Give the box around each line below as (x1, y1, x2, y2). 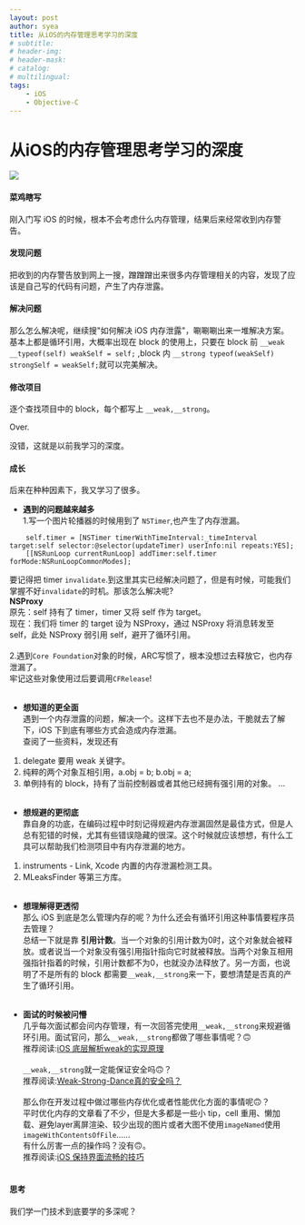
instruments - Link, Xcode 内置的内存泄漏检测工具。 (22, 860, 218, 872)
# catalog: (9, 64, 51, 74)
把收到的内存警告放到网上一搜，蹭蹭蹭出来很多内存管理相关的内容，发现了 (9, 269, 288, 280)
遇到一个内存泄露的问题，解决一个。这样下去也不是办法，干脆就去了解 (22, 714, 286, 725)
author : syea (9, 22, 59, 31)
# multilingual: (9, 73, 71, 82)
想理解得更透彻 (22, 901, 79, 912)
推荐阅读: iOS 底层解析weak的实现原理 (22, 1043, 164, 1054)
